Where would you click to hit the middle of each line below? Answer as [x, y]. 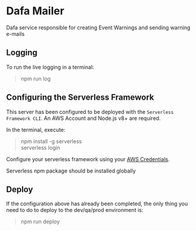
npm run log [35, 78]
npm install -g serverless [51, 141]
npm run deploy [40, 221]
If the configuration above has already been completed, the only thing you [97, 204]
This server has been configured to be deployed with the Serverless [90, 112]
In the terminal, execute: [36, 130]
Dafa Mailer [35, 11]
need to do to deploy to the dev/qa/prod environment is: [75, 210]
